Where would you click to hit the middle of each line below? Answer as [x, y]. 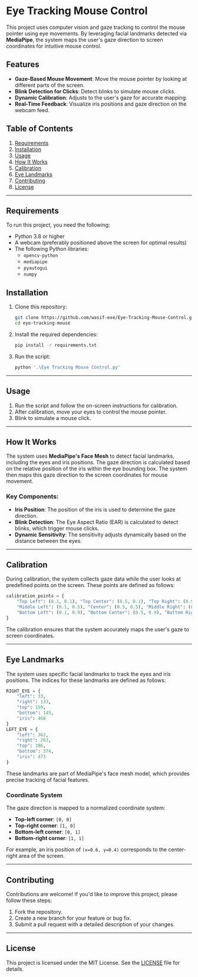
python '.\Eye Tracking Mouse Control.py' [67, 367]
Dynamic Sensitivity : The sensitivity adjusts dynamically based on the [100, 535]
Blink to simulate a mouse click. [53, 418]
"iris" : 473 [31, 757]
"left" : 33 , [31, 696]
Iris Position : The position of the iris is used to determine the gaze [95, 509]
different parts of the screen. [49, 85]
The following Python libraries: [52, 249]
